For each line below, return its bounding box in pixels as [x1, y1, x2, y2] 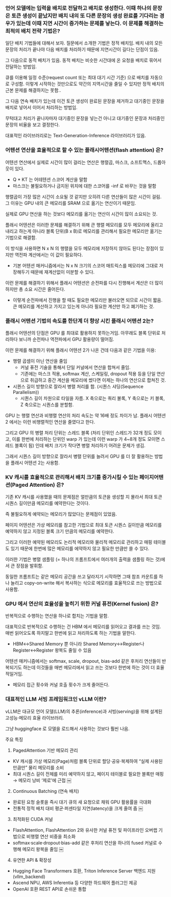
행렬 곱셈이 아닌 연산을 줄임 [12, 358, 68, 364]
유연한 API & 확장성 [12, 857, 52, 863]
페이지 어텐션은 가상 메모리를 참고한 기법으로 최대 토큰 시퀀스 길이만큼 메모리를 [5, 522, 162, 528]
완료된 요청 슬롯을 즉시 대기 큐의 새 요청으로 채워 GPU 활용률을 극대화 [12, 799, 152, 805]
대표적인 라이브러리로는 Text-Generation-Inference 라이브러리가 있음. [5, 133, 146, 139]
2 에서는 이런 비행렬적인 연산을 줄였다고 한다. [5, 418, 95, 425]
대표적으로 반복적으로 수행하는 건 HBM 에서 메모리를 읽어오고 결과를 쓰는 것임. [5, 624, 161, 630]
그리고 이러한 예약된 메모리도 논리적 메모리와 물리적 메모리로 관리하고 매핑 [5, 539, 153, 545]
